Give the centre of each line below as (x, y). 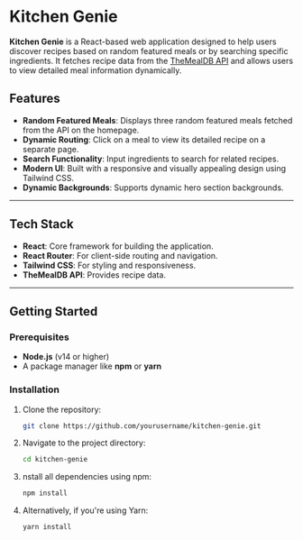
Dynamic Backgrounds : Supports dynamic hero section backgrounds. (153, 188)
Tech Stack (41, 224)
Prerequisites (39, 337)
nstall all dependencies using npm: (87, 477)
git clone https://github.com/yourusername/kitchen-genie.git (142, 426)
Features (35, 99)
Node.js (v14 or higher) (66, 357)
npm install (45, 493)
